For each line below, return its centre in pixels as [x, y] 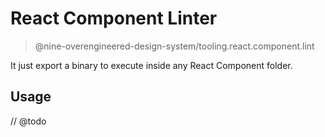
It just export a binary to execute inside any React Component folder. [151, 65]
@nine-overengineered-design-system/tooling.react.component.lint [174, 46]
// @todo [28, 121]
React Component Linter [114, 18]
